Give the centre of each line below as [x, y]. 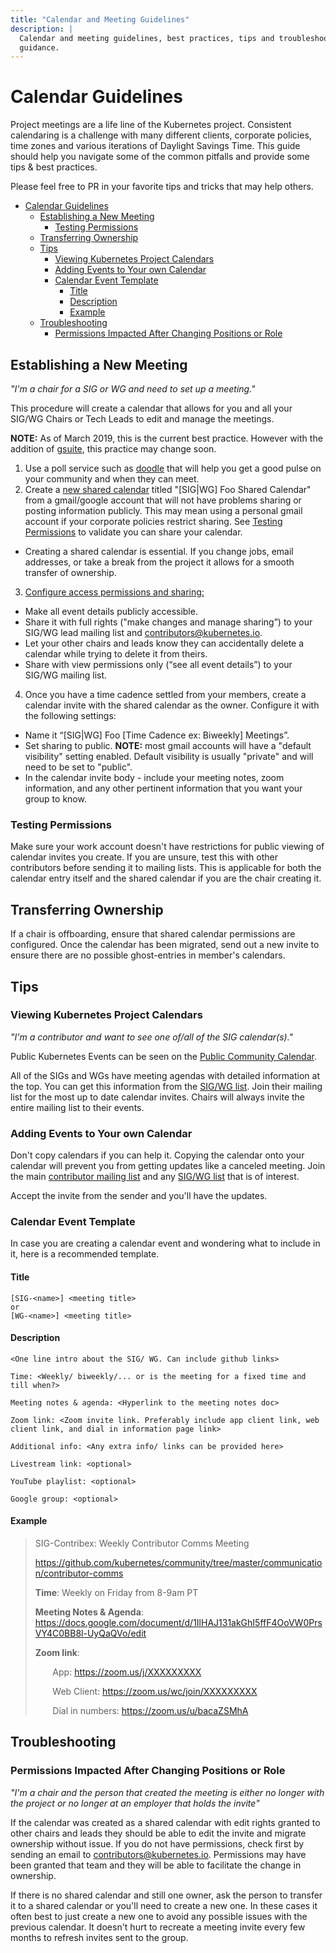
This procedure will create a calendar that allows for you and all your [151, 408]
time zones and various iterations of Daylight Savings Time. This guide [155, 146]
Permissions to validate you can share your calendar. [133, 532]
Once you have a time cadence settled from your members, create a [165, 694]
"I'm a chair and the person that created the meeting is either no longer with [167, 1792]
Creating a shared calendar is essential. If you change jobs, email [159, 551]
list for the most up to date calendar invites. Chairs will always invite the [158, 1097]
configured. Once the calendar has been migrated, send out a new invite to [165, 945]
